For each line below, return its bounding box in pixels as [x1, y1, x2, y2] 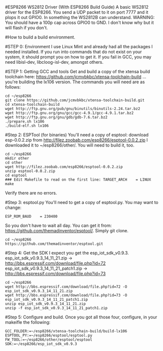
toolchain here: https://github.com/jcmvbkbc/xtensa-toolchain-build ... [5, 74, 146, 79]
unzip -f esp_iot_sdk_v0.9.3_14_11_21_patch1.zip [5, 306, 108, 311]
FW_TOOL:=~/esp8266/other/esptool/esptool [5, 337, 92, 342]
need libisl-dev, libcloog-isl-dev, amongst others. [5, 59, 104, 65]
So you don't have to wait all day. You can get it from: [5, 222, 112, 228]
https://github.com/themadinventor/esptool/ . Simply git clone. [5, 228, 129, 233]
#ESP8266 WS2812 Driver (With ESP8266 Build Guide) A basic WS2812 [5, 4, 149, 10]
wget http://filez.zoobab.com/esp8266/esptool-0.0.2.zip [5, 165, 123, 169]
